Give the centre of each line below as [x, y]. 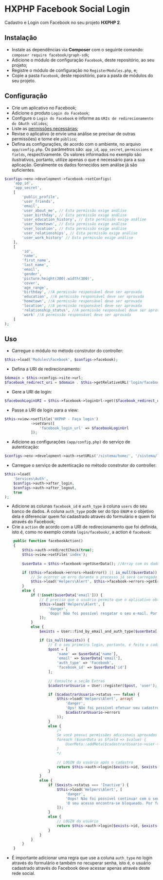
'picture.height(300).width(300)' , [58, 278]
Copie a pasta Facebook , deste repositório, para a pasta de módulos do [82, 75]
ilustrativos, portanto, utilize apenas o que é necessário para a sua [78, 159]
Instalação [21, 38]
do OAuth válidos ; [30, 123]
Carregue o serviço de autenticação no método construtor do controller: [84, 465]
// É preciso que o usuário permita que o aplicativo [95, 600]
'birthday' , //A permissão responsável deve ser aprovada [82, 292]
